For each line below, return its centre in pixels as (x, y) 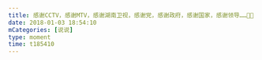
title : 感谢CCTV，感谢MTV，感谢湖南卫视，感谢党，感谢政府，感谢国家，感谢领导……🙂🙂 (131, 15)
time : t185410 (32, 44)
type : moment (30, 37)
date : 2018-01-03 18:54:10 (52, 23)
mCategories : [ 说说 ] (41, 30)
